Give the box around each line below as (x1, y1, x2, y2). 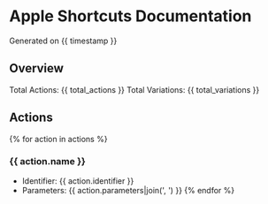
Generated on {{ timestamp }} (9, 35, 118, 46)
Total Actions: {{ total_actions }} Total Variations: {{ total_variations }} (9, 84, 260, 94)
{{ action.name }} (9, 155, 87, 168)
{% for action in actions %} (9, 133, 108, 144)
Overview (9, 61, 65, 76)
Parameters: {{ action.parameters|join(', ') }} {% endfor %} (21, 185, 235, 195)
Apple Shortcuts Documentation (9, 6, 252, 26)
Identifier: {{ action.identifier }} (21, 175, 134, 186)
